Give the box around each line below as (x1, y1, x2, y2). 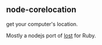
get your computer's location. (6, 20, 78, 27)
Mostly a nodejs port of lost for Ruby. (6, 32, 96, 39)
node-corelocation (6, 5, 77, 15)
